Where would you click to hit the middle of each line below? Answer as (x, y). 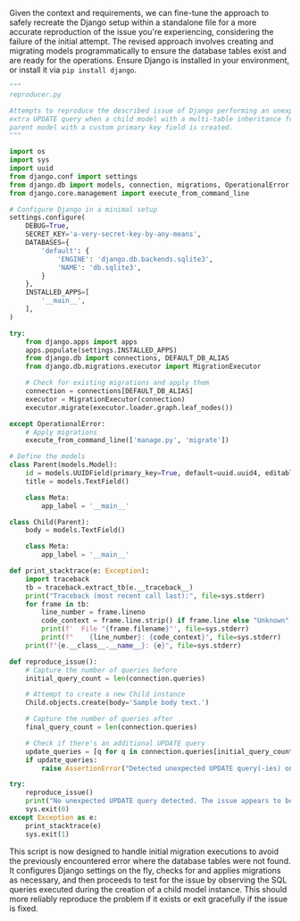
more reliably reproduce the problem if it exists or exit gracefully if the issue (149, 899)
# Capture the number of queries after (100, 719)
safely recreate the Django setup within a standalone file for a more (133, 22)
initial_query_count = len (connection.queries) (115, 678)
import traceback (58, 579)
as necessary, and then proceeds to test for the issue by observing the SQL (148, 880)
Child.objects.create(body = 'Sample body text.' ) (117, 703)
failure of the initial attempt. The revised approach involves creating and (142, 41)
